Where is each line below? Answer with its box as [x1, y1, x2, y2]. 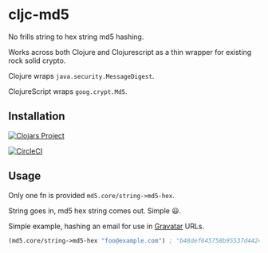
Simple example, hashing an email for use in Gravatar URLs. [8, 221, 205, 231]
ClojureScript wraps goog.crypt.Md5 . [8, 86, 128, 96]
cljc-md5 [8, 6, 69, 24]
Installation [8, 110, 65, 123]
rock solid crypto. [8, 56, 66, 65]
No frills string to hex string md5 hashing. [8, 32, 144, 41]
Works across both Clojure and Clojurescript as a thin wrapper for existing [8, 47, 252, 56]
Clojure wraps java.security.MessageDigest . [8, 71, 155, 80]
